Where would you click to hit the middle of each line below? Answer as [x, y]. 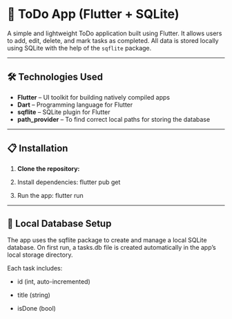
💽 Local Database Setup [59, 223]
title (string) [33, 295]
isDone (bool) [37, 309]
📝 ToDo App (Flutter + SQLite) [93, 14]
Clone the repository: [48, 168]
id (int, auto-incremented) [54, 282]
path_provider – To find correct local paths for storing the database [114, 119]
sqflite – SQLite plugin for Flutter [64, 112]
